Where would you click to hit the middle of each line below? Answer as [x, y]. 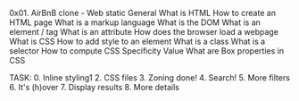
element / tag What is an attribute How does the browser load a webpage [144, 32]
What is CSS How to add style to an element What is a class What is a [137, 41]
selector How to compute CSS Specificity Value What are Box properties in [146, 51]
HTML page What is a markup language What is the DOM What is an [135, 22]
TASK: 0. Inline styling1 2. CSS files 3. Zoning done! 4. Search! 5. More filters [149, 78]
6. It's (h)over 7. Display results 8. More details [95, 87]
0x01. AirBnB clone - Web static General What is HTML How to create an [143, 13]
